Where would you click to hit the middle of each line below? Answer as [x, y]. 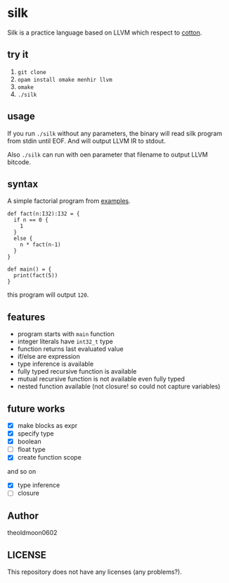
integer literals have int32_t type [65, 342]
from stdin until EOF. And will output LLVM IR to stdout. [87, 141]
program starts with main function [66, 334]
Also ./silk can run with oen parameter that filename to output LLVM [108, 154]
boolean [29, 441]
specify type [35, 434]
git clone [32, 72]
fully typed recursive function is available [77, 372]
